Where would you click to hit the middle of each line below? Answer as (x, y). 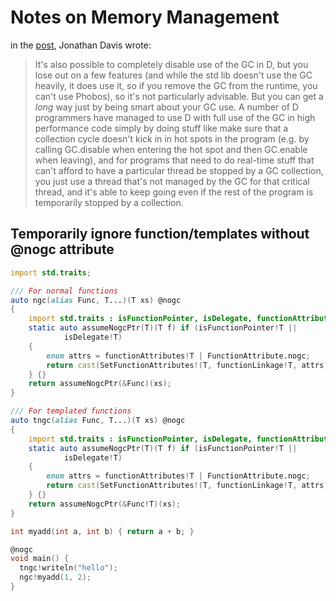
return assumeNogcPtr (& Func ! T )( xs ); (105, 504)
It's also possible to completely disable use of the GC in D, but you (171, 64)
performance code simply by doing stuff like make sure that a (161, 128)
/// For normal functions (64, 291)
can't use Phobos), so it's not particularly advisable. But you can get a (179, 96)
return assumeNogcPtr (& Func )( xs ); (100, 384)
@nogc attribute (62, 249)
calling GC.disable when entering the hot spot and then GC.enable (171, 149)
